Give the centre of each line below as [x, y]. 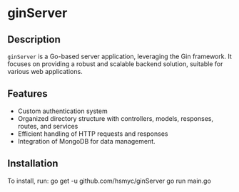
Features [27, 94]
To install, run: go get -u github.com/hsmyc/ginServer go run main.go [110, 181]
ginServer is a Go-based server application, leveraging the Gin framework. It [119, 56]
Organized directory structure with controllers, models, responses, [116, 118]
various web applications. [45, 71]
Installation [33, 164]
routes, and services [48, 126]
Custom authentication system [63, 111]
